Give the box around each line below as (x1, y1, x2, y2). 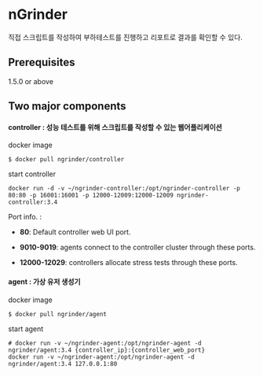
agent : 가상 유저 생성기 (8, 277, 81, 286)
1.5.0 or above (8, 76, 53, 86)
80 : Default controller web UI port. (19, 227, 131, 237)
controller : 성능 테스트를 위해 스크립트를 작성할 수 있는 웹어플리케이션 (8, 122, 222, 131)
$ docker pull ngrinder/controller (8, 156, 125, 164)
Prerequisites (8, 56, 75, 69)
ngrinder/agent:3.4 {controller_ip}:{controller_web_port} (8, 346, 206, 354)
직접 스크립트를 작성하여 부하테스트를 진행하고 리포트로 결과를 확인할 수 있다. (8, 32, 243, 42)
